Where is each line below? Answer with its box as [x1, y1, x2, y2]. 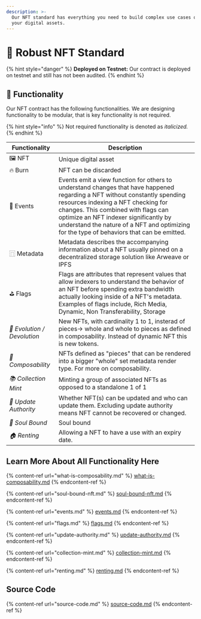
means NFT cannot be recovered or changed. [58, 409, 187, 417]
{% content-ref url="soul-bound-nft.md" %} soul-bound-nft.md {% [6, 490, 172, 497]
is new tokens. [58, 339, 99, 348]
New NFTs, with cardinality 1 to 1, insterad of [58, 317, 185, 326]
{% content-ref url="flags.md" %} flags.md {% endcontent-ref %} [6, 519, 169, 527]
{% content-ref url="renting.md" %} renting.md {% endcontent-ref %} [6, 567, 179, 574]
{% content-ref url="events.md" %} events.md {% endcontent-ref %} [6, 508, 178, 515]
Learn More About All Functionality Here [6, 456, 160, 466]
